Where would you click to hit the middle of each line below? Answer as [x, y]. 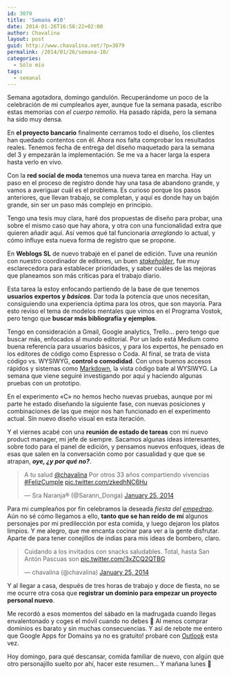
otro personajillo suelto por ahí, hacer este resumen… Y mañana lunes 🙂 [109, 664]
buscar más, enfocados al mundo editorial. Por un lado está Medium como [113, 339]
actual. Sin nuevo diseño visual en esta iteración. [77, 419]
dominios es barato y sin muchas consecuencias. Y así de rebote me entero [115, 629]
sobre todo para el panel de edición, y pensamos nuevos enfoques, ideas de [116, 447]
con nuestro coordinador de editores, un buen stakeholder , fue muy [103, 261]
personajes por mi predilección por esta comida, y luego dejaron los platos [113, 524]
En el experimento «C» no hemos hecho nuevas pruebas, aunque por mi [110, 397]
